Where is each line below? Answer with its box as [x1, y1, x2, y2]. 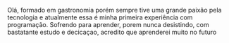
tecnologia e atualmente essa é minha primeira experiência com [7, 13, 193, 21]
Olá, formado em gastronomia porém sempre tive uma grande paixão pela [7, 6, 222, 14]
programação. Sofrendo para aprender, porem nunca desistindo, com [7, 21, 209, 28]
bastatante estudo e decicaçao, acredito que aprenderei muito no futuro [7, 28, 217, 36]
